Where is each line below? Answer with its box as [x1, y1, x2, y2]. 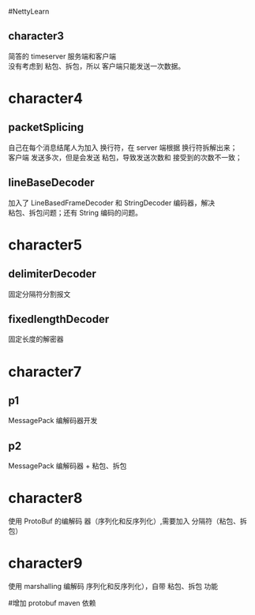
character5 [8, 236, 83, 253]
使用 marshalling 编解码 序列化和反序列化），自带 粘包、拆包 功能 [8, 582, 219, 591]
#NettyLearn [8, 7, 50, 16]
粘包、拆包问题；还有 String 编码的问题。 [8, 208, 143, 217]
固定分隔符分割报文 [8, 289, 71, 298]
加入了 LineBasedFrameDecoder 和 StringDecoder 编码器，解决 [8, 197, 216, 208]
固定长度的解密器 [8, 335, 64, 344]
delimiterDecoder [8, 268, 97, 281]
